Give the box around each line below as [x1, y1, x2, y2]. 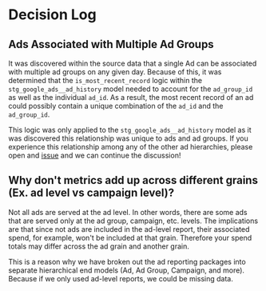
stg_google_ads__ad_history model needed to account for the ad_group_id [8, 84, 253, 94]
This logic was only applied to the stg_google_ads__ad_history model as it [8, 126, 252, 134]
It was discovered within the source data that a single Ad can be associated [8, 58, 257, 68]
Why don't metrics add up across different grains [8, 173, 258, 187]
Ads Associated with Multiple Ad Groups [8, 38, 214, 51]
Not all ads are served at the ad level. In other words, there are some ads [8, 207, 248, 217]
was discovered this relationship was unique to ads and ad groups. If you [8, 134, 249, 143]
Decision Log [8, 6, 97, 24]
